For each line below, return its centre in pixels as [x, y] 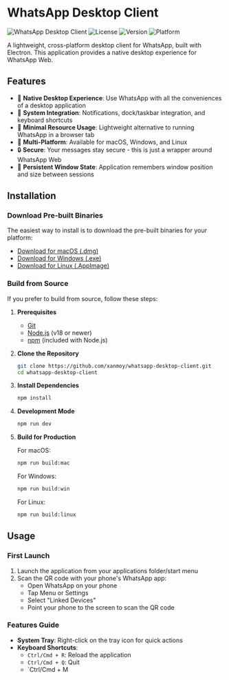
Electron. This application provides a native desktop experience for [102, 52]
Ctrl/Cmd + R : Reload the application [79, 655]
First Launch [29, 556]
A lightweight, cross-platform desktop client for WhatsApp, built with [104, 45]
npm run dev [34, 424]
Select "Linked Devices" [62, 600]
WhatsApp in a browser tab [56, 134]
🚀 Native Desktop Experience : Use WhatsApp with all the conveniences [119, 98]
